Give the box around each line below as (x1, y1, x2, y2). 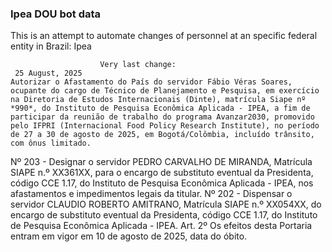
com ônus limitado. (10, 138, 92, 149)
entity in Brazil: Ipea (10, 40, 92, 52)
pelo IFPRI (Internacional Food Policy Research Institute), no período (10, 121, 320, 131)
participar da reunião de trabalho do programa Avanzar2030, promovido (10, 112, 315, 122)
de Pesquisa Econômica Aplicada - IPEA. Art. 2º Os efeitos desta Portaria (10, 220, 313, 232)
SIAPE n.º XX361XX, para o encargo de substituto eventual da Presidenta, (10, 167, 314, 179)
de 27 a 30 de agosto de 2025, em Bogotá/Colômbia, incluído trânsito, (10, 130, 315, 140)
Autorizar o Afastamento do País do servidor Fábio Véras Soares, (10, 77, 293, 87)
